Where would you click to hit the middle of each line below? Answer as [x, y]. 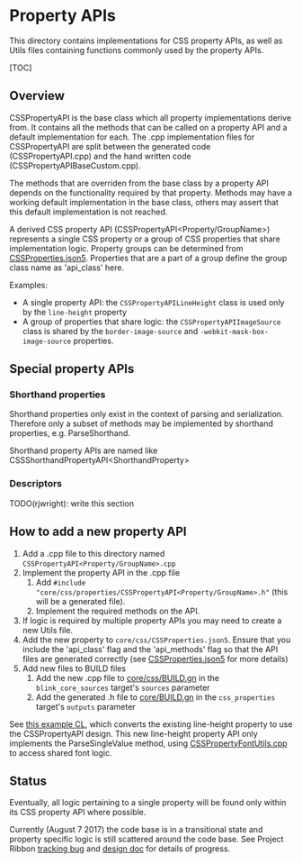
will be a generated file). [80, 601]
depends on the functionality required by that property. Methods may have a [151, 192]
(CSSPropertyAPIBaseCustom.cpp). [75, 165]
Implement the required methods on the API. [118, 611]
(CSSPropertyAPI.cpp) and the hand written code [100, 156]
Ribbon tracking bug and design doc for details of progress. [120, 849]
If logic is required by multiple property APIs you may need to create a [152, 620]
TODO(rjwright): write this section [72, 503]
